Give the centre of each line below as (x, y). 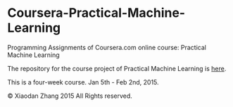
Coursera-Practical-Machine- (96, 13)
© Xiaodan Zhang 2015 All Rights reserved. (70, 96)
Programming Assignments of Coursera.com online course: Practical (107, 47)
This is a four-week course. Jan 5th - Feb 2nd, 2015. (83, 82)
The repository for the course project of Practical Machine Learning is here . (117, 68)
